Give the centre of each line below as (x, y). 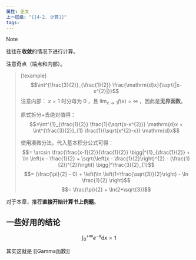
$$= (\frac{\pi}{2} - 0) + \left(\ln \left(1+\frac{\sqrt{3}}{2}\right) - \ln (106, 174)
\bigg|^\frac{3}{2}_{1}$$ (125, 165)
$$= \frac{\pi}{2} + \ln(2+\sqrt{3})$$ (106, 190)
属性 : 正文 (18, 11)
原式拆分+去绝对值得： (48, 115)
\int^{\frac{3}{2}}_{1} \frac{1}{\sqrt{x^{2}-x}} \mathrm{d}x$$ (106, 131)
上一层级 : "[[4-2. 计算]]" (36, 17)
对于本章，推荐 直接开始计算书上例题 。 (52, 202)
